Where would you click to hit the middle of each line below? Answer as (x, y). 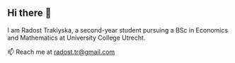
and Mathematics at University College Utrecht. (76, 38)
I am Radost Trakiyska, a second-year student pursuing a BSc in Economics (118, 30)
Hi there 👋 (29, 13)
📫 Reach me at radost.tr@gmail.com (61, 52)
